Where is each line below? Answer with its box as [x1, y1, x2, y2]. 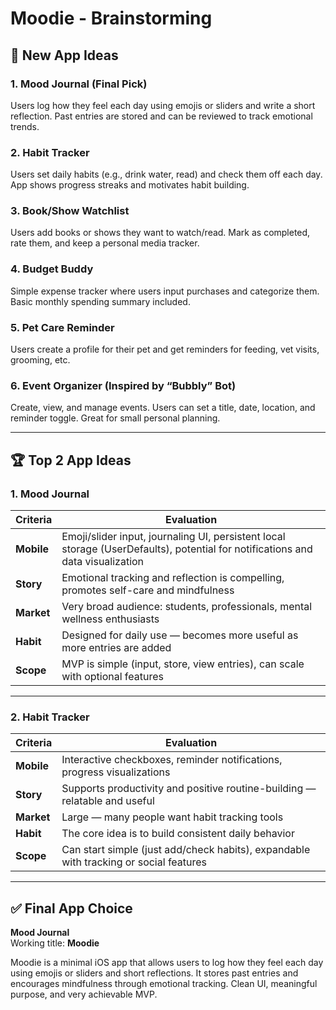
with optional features [61, 670, 165, 684]
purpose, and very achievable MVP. [10, 988, 158, 1001]
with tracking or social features [61, 855, 208, 869]
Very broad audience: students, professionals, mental [61, 600, 313, 614]
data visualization [61, 555, 145, 569]
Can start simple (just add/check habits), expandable [61, 843, 311, 857]
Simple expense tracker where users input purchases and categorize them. [10, 285, 320, 297]
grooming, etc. [10, 354, 71, 366]
